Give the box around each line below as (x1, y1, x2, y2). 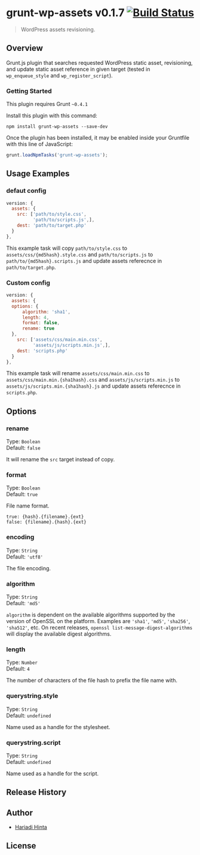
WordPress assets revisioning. (20, 26, 96, 33)
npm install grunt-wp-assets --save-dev (6, 123, 109, 130)
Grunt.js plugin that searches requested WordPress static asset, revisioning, (6, 59, 193, 66)
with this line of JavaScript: (6, 141, 73, 148)
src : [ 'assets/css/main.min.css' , (17, 337, 103, 343)
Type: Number (6, 659, 38, 666)
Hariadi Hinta (14, 824, 48, 831)
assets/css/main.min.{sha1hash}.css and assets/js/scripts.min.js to (6, 376, 180, 383)
